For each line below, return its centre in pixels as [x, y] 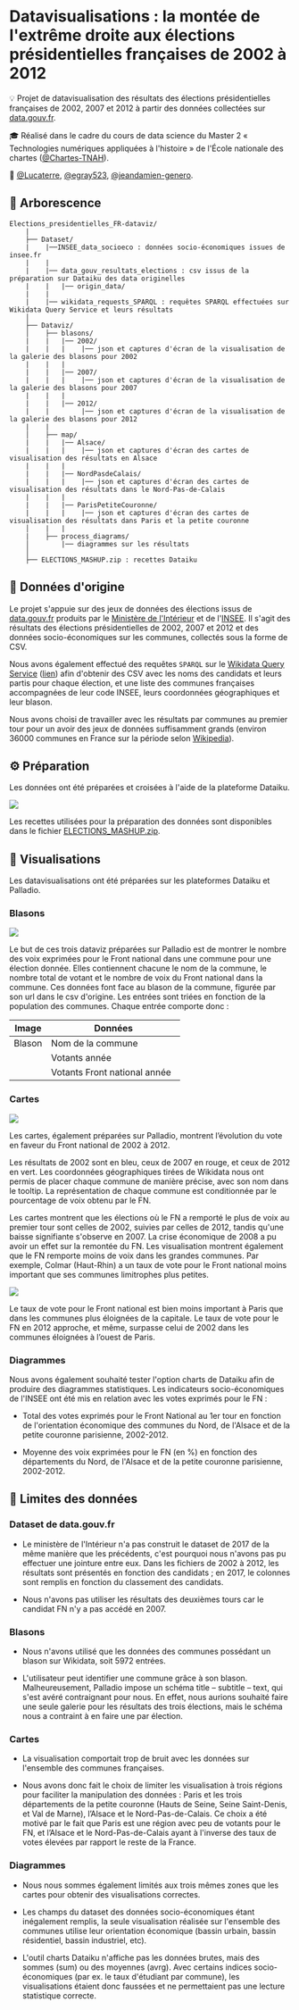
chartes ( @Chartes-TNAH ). [59, 157]
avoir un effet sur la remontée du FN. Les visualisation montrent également [146, 1246]
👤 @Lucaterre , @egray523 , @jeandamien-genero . [101, 175]
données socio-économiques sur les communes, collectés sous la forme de [149, 637]
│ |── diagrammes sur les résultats [108, 544]
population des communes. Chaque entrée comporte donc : [119, 1006]
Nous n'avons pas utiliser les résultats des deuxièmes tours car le [143, 1599]
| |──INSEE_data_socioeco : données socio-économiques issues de [155, 247]
